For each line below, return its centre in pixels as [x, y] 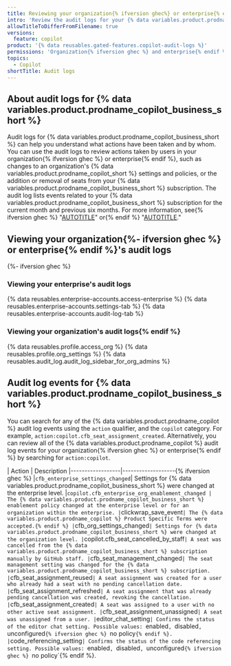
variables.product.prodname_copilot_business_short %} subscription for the [115, 203]
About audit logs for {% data [69, 99]
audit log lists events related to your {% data [70, 195]
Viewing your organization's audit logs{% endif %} [94, 332]
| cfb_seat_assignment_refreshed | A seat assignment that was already [109, 591]
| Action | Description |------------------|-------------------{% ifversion [109, 471]
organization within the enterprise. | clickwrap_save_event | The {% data [115, 512]
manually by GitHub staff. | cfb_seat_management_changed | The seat [110, 558]
